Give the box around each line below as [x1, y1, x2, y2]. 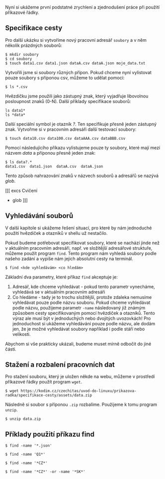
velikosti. [12, 331, 31, 337]
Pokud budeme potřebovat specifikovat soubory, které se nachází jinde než [5, 240, 160, 246]
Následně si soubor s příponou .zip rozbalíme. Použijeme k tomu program [5, 401, 158, 407]
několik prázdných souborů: [5, 42, 62, 48]
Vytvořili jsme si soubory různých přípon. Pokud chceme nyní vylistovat [5, 69, 152, 75]
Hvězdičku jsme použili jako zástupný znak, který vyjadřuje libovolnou [5, 93, 149, 99]
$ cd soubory [5, 56, 32, 61]
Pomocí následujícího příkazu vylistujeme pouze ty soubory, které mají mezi [5, 144, 161, 151]
